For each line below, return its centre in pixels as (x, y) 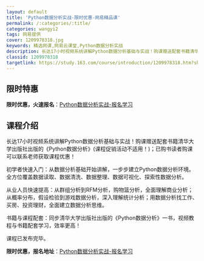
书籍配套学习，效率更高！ (49, 226)
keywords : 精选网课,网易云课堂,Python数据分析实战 (65, 46)
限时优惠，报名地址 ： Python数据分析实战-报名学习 (70, 251)
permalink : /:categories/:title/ (49, 23)
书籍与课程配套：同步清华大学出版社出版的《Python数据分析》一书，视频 (98, 218)
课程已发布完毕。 (28, 239)
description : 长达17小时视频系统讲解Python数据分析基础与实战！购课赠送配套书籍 (98, 52)
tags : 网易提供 (24, 35)
